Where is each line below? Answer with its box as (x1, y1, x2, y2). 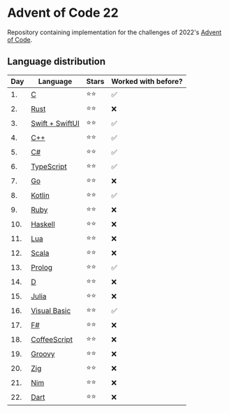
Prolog (31, 263, 53, 273)
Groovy (31, 349, 55, 359)
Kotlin (31, 191, 50, 201)
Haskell (31, 219, 56, 229)
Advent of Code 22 (7, 5, 119, 21)
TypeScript (31, 162, 68, 172)
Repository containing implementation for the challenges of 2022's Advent (7, 28, 222, 36)
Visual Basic (31, 306, 71, 316)
